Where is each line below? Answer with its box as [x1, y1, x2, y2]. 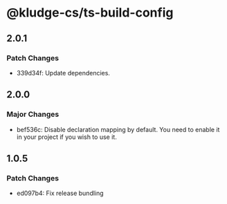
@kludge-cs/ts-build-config [6, 5, 174, 21]
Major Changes [6, 109, 60, 119]
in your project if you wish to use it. [16, 133, 117, 141]
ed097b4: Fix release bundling [16, 189, 105, 198]
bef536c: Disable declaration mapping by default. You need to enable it [16, 125, 220, 133]
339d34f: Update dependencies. [16, 68, 110, 77]
